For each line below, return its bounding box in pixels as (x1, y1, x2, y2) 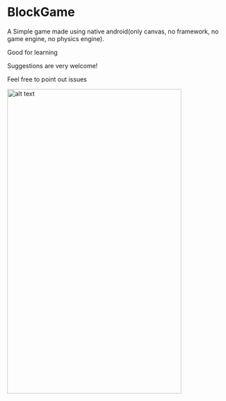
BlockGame (7, 4, 75, 20)
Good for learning (7, 48, 58, 56)
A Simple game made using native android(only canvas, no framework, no (7, 27, 219, 36)
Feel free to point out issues (7, 74, 87, 84)
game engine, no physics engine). (7, 34, 104, 42)
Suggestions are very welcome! (7, 61, 98, 70)
